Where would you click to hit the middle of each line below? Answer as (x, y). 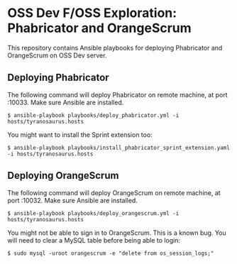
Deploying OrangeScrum (63, 176)
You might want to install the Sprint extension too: (80, 134)
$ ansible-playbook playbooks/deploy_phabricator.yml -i (93, 115)
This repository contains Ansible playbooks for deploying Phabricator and (115, 48)
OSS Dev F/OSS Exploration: (92, 13)
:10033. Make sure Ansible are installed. (66, 102)
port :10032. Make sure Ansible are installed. (73, 200)
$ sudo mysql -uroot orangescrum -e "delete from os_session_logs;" (111, 253)
